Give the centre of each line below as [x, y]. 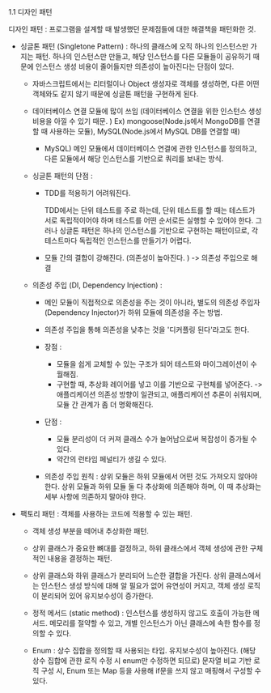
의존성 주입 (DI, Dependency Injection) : [97, 285]
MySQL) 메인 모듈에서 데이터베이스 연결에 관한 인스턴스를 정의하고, [150, 149]
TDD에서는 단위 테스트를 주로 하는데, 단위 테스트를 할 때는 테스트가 [150, 210]
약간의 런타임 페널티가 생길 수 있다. [112, 459]
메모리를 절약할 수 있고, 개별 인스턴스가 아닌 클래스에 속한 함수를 [151, 623]
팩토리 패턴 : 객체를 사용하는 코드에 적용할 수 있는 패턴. [106, 514]
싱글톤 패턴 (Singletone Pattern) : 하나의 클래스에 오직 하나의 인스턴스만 [134, 46]
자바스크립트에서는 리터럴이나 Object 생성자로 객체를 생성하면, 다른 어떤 [146, 84]
